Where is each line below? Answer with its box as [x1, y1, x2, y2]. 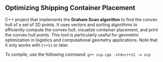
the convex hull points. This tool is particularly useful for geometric [5, 32, 139, 37]
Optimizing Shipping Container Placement [5, 4, 135, 12]
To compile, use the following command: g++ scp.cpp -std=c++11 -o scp [5, 51, 151, 57]
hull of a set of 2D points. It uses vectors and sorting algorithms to [5, 22, 138, 27]
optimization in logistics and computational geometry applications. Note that [5, 37, 158, 43]
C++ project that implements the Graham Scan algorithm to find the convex [5, 16, 158, 22]
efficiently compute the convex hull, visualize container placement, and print [5, 26, 158, 33]
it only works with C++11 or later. [5, 42, 69, 48]
